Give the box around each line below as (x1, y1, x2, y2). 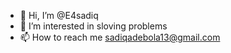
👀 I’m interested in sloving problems (19, 20, 168, 32)
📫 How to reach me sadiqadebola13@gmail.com (19, 31, 221, 43)
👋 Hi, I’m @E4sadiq (19, 10, 99, 21)
